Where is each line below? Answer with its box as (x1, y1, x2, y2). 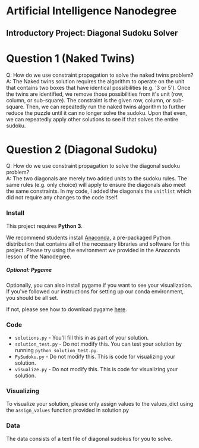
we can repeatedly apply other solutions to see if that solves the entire (6, 115, 179, 123)
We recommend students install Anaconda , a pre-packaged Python (6, 234, 171, 241)
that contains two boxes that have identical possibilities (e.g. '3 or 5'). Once (6, 84, 191, 91)
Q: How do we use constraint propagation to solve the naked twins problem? (6, 71, 194, 79)
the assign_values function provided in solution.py (6, 406, 129, 414)
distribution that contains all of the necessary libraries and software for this (6, 240, 190, 248)
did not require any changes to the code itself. (6, 194, 119, 201)
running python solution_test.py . (14, 347, 98, 354)
